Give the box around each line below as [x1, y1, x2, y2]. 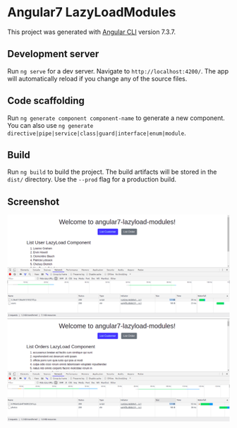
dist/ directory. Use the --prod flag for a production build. [7, 175, 176, 184]
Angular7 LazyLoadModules [7, 4, 176, 20]
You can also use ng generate [7, 121, 94, 129]
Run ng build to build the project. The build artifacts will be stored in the [7, 167, 217, 177]
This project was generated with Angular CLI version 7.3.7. [7, 28, 176, 36]
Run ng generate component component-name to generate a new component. [7, 114, 226, 122]
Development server [7, 48, 99, 60]
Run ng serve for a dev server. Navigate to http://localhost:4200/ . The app [7, 66, 229, 75]
